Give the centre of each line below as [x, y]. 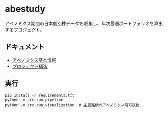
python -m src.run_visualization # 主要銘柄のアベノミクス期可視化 [72, 105]
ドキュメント [25, 47]
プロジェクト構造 [30, 66]
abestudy [25, 9]
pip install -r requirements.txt [40, 95]
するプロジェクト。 [25, 29]
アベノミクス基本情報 [34, 60]
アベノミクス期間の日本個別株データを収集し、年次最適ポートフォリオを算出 [84, 23]
